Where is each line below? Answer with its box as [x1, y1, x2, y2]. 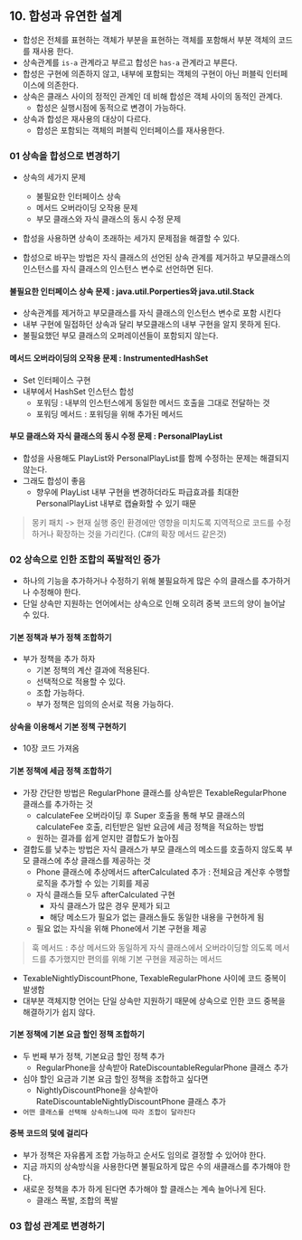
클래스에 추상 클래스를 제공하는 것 [32, 855, 151, 866]
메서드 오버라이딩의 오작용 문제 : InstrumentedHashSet [9, 352, 209, 364]
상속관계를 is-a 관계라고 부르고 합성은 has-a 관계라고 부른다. [22, 57, 238, 68]
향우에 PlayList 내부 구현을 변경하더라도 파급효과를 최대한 [35, 487, 240, 497]
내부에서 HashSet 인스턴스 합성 [22, 385, 135, 396]
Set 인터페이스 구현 [22, 374, 91, 385]
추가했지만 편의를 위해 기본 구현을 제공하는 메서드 [48, 953, 223, 964]
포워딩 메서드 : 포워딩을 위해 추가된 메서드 [35, 408, 184, 419]
